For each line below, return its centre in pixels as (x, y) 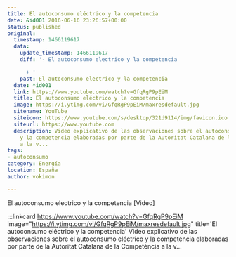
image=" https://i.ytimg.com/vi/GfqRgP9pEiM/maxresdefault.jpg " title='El (112, 224)
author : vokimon (31, 176)
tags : (15, 151)
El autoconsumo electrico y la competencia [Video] (81, 203)
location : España (33, 170)
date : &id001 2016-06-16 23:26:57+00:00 (67, 20)
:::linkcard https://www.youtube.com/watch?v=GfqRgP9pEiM (96, 216)
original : (22, 33)
